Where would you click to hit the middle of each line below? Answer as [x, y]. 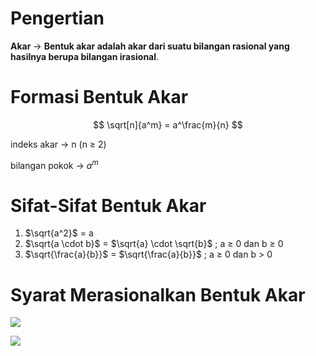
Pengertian [57, 18]
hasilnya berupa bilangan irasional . [85, 56]
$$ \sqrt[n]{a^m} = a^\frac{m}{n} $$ [168, 124]
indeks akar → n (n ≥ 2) [58, 144]
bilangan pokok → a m [54, 164]
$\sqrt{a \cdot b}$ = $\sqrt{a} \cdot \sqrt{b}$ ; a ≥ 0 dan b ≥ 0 [154, 244]
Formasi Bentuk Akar [99, 97]
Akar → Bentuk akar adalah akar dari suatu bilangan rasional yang [150, 46]
